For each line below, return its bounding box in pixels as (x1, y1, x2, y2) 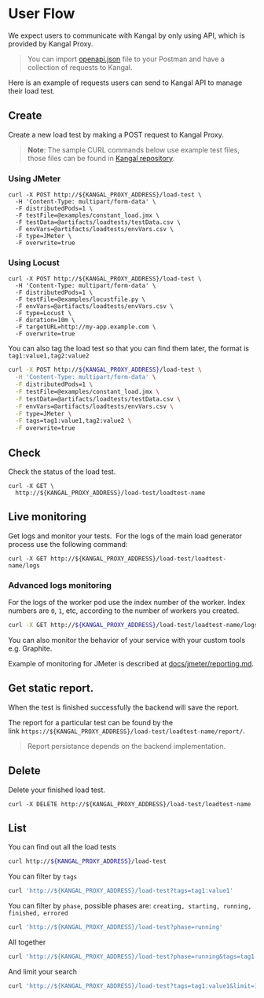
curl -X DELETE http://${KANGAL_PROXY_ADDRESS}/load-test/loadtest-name (8, 800, 251, 808)
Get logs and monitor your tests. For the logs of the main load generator (8, 531, 242, 541)
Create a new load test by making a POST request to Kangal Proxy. (8, 130, 224, 139)
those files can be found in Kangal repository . (27, 153, 175, 163)
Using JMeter (8, 173, 61, 184)
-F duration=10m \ (15, 316, 76, 325)
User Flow (8, 5, 75, 23)
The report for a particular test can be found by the (8, 717, 174, 727)
